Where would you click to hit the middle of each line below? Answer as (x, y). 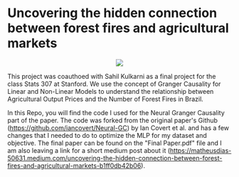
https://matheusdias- (201, 150)
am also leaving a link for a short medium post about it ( (89, 150)
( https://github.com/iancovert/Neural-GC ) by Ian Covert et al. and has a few (118, 128)
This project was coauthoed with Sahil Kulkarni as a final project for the (112, 76)
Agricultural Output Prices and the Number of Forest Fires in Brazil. (106, 99)
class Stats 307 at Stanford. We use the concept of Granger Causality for (114, 84)
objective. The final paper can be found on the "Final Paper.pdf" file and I (115, 143)
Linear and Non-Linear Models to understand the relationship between (111, 91)
